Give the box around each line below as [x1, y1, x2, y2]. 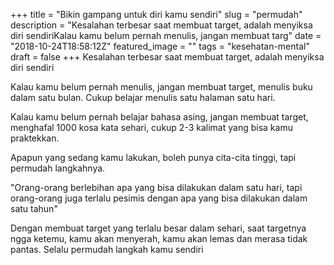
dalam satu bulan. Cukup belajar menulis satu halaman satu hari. [10, 92, 276, 103]
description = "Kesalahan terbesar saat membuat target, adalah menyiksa [10, 19, 313, 31]
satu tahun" [10, 203, 58, 214]
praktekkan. [10, 132, 60, 144]
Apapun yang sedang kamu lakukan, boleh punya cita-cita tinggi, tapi [10, 152, 297, 163]
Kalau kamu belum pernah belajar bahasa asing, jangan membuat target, [10, 111, 309, 123]
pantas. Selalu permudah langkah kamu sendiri [10, 244, 204, 255]
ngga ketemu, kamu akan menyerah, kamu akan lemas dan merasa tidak [10, 233, 308, 244]
